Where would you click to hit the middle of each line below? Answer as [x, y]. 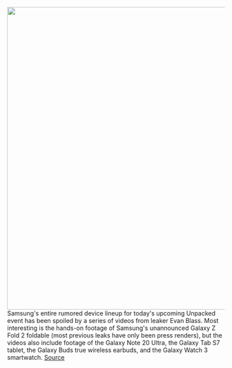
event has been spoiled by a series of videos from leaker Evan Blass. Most [113, 321]
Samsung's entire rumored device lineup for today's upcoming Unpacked [112, 313]
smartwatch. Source [36, 357]
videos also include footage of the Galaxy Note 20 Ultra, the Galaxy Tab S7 [114, 343]
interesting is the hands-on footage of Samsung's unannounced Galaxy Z [112, 328]
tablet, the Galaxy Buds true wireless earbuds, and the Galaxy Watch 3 [108, 350]
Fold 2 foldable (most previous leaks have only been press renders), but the [115, 335]
